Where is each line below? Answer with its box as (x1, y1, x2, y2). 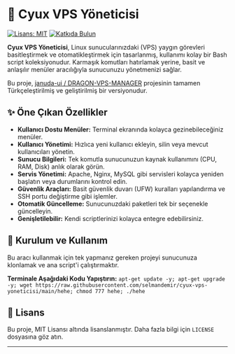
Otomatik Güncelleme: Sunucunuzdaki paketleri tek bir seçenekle (17, 199, 208, 208)
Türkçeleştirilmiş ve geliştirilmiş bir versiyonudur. (7, 86, 148, 94)
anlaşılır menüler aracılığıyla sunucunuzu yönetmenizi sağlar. (7, 65, 182, 73)
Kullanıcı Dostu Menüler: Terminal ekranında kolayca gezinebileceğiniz (17, 125, 224, 134)
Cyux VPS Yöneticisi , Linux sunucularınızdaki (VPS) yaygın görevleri (7, 43, 205, 51)
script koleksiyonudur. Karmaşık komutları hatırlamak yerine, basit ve (7, 57, 206, 66)
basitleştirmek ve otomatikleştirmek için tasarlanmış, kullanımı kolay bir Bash (7, 50, 227, 59)
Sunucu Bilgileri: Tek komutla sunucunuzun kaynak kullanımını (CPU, (17, 155, 217, 163)
